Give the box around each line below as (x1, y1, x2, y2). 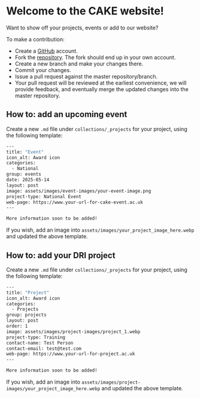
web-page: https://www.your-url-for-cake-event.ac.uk (6, 199, 144, 205)
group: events (6, 171, 42, 178)
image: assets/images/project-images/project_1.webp (6, 328, 141, 334)
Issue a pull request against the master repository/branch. (14, 73, 158, 80)
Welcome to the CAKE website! (6, 4, 165, 18)
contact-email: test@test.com (6, 345, 82, 352)
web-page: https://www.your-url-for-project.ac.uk (6, 351, 135, 357)
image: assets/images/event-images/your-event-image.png (6, 188, 151, 194)
